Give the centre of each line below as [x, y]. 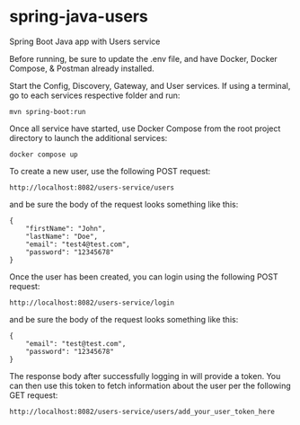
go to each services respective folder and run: [95, 95]
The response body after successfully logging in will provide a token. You [145, 376]
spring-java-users [79, 17]
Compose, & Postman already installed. [82, 68]
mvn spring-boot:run [48, 111]
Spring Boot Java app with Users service [85, 41]
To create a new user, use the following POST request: [110, 171]
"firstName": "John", [66, 228]
